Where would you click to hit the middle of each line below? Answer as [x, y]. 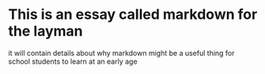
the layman [45, 31]
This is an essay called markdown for [133, 15]
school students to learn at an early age [73, 61]
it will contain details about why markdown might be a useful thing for [121, 53]
